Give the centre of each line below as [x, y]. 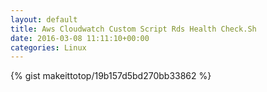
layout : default [44, 19]
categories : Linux [48, 47]
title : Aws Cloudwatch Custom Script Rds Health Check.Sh [133, 29]
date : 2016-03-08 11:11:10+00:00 [80, 38]
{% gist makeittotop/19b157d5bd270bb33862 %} [111, 76]
